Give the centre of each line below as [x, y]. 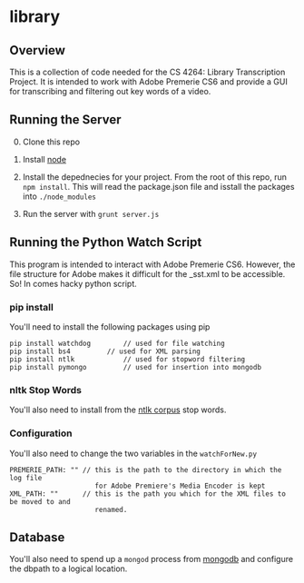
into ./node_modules [59, 196]
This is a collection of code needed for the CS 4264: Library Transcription [147, 72]
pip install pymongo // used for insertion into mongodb [135, 367]
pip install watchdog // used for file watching [117, 343]
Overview [38, 50]
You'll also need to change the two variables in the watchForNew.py [133, 453]
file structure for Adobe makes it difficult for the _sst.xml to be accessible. [147, 273]
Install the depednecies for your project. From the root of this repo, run [155, 177]
